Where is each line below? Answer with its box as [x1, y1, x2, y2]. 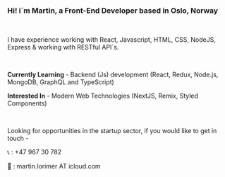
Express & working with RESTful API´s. [7, 43, 119, 52]
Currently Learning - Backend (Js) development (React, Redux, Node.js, [7, 70, 219, 79]
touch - [7, 134, 29, 143]
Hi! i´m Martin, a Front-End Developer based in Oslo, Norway [7, 6, 219, 16]
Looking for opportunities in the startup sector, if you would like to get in [7, 127, 217, 135]
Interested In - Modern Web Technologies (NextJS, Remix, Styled [7, 91, 199, 101]
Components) [7, 99, 47, 108]
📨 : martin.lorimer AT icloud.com [7, 162, 101, 171]
